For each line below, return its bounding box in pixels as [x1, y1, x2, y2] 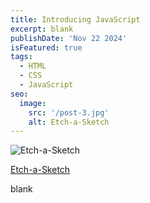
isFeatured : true [10, 42, 83, 53]
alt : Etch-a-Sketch [28, 117, 110, 127]
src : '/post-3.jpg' [28, 107, 110, 118]
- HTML [19, 61, 47, 71]
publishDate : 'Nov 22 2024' [10, 33, 128, 43]
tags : [10, 52, 33, 62]
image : [19, 98, 47, 108]
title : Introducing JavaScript [10, 14, 141, 25]
